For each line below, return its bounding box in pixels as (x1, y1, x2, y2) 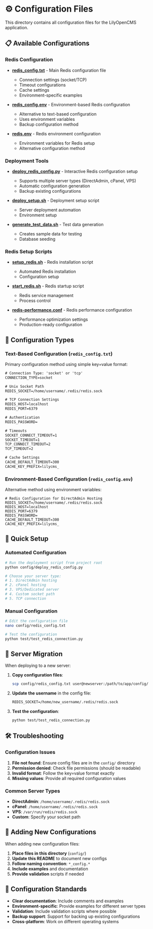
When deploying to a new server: (5, 663, 71, 668)
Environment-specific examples (19, 92, 83, 98)
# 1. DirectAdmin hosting (5, 578, 57, 583)
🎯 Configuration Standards (5, 885, 87, 894)
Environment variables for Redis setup (19, 140, 95, 146)
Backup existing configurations (19, 188, 81, 194)
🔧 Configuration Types (5, 336, 74, 344)
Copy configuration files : (12, 672, 64, 678)
